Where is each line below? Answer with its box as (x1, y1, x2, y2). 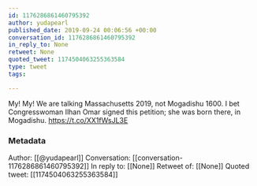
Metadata (8, 135, 46, 146)
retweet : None (8, 48, 55, 56)
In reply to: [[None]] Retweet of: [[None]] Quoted (90, 161, 250, 170)
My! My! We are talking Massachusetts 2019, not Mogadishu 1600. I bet (8, 99, 240, 108)
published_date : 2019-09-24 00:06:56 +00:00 (8, 26, 157, 34)
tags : (8, 70, 26, 78)
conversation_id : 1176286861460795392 (8, 33, 136, 42)
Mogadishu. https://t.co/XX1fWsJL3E (8, 115, 128, 125)
